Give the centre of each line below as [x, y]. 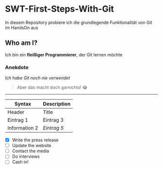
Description [57, 104]
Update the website [32, 146]
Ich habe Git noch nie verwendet [38, 78]
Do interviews [26, 156]
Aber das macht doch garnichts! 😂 [52, 87]
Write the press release [35, 140]
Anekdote [17, 67]
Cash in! [20, 162]
